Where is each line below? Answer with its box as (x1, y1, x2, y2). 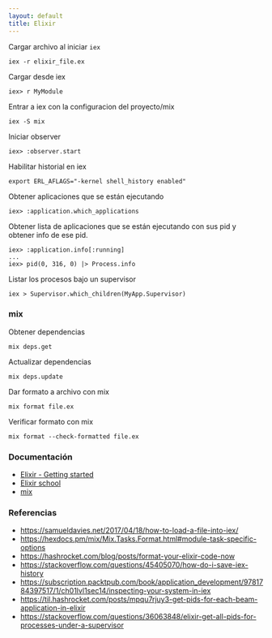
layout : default (8, 11, 63, 20)
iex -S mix (8, 117, 45, 126)
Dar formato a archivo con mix (8, 386, 109, 396)
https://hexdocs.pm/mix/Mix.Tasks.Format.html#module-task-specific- (19, 534, 257, 544)
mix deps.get (8, 343, 53, 351)
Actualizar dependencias (8, 356, 91, 366)
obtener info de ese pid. (8, 230, 88, 239)
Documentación (8, 451, 73, 463)
